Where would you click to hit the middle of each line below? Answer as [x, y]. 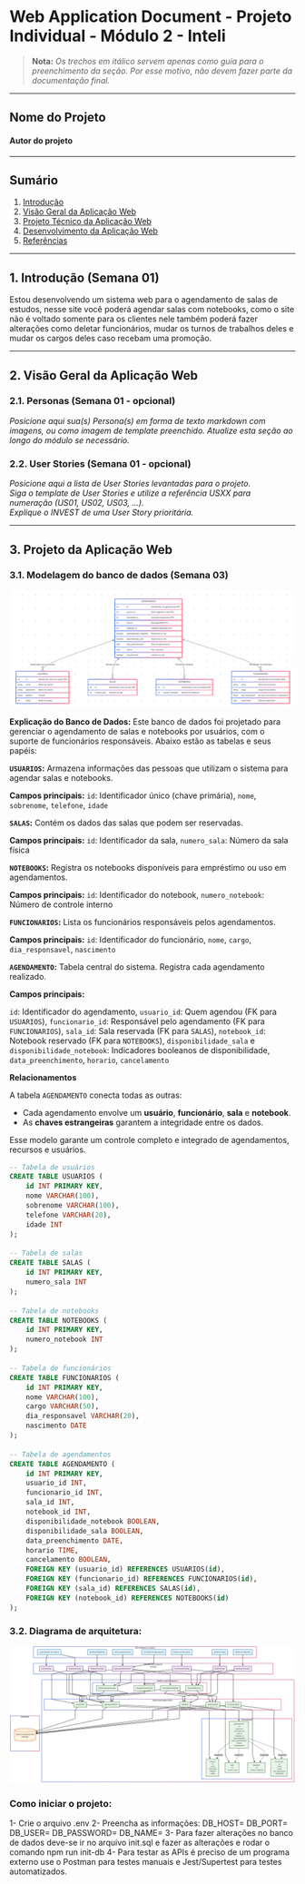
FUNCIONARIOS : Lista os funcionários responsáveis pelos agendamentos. [143, 922]
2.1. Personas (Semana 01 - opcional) [93, 401]
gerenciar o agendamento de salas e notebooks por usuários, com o [137, 731]
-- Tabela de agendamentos [60, 1455]
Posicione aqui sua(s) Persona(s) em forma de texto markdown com [138, 420]
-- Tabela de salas [46, 1253]
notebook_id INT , [59, 1512]
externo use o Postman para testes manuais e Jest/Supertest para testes [146, 1862]
